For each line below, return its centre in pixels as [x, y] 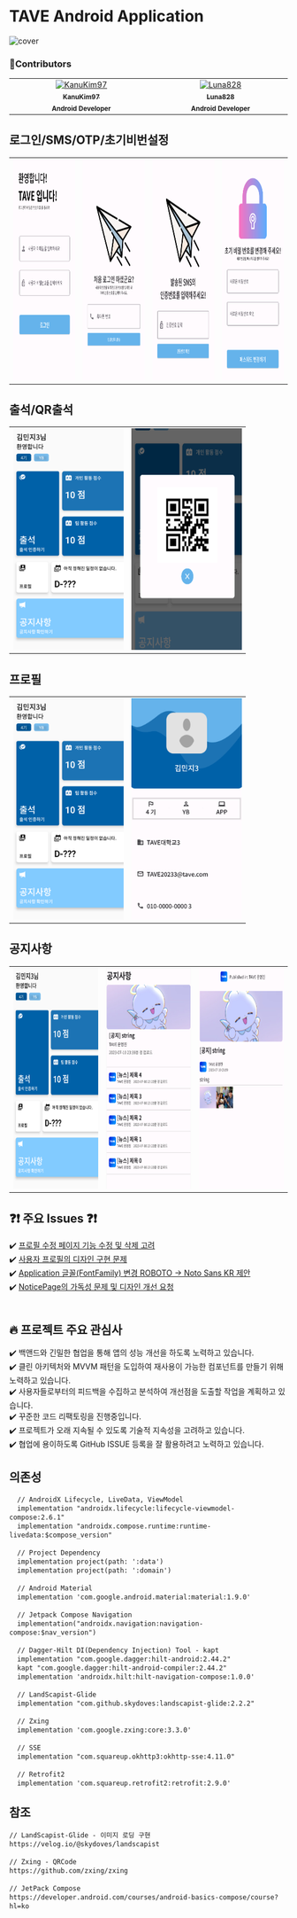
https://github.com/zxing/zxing [69, 1871]
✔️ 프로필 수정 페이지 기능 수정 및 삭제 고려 [82, 1245]
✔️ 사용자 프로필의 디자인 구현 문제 [69, 1259]
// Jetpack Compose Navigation [75, 1615]
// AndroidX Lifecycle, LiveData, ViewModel [100, 1500]
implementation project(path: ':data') [91, 1562]
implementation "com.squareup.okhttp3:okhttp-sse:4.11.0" [126, 1757]
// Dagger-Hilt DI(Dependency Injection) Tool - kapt [118, 1650]
